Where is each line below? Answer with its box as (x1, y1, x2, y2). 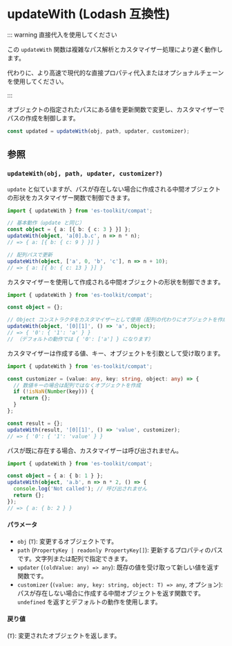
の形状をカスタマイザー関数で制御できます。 (7, 193, 134, 201)
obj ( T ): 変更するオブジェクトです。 (17, 537, 118, 545)
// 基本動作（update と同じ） (7, 219, 85, 227)
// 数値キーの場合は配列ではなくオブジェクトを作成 (13, 382, 142, 389)
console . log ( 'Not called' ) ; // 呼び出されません (13, 486, 147, 492)
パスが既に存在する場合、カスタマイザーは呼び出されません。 (7, 446, 183, 454)
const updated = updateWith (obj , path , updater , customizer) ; (7, 127, 190, 135)
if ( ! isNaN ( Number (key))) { (13, 388, 95, 395)
